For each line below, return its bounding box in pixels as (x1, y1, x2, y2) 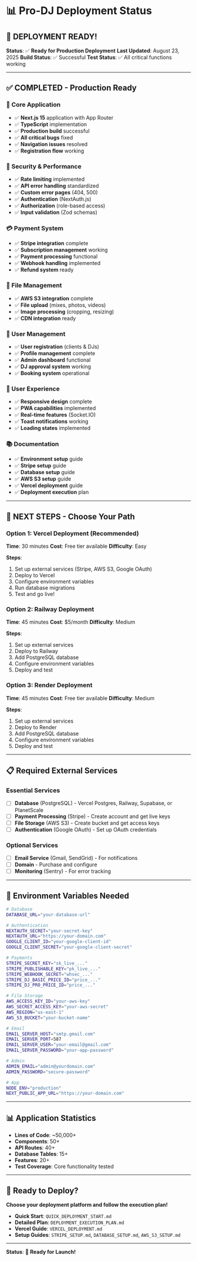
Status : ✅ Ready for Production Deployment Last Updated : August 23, (6, 47, 180, 54)
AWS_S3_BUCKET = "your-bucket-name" (6, 1015, 91, 1021)
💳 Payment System (6, 224, 63, 232)
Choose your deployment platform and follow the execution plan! (6, 1201, 168, 1208)
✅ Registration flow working (14, 147, 84, 154)
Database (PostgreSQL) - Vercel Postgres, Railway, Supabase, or (14, 800, 172, 807)
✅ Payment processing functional (14, 253, 98, 260)
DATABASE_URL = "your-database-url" (6, 912, 91, 918)
